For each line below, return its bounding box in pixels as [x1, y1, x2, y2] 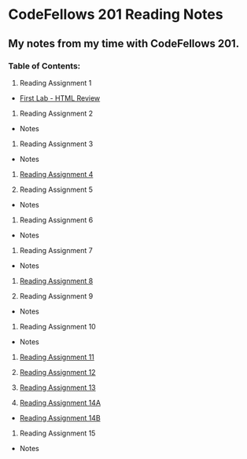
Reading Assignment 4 [19, 169, 94, 178]
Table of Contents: [8, 61, 81, 72]
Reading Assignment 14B [19, 413, 101, 422]
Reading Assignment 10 [19, 321, 96, 331]
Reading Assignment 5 [19, 185, 93, 194]
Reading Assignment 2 [19, 108, 93, 118]
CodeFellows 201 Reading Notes [8, 6, 223, 24]
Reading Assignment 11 [19, 352, 94, 362]
